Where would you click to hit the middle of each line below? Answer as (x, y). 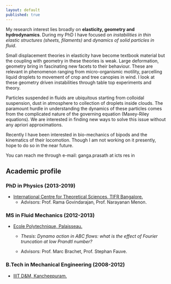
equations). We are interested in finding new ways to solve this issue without (86, 119)
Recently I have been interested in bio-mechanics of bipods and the (77, 134)
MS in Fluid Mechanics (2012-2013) (50, 215)
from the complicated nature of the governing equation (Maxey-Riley (77, 114)
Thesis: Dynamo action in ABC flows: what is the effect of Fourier (89, 236)
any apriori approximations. (34, 125)
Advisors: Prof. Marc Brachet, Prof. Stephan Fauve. (74, 251)
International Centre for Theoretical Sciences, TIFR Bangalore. (78, 197)
